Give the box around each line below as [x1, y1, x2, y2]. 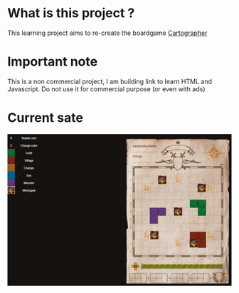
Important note [7, 53, 98, 70]
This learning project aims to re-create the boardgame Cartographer [7, 29, 208, 37]
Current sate [7, 110, 84, 126]
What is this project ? [7, 5, 135, 21]
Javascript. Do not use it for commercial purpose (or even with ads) [7, 84, 206, 93]
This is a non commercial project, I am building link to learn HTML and [7, 77, 212, 86]
